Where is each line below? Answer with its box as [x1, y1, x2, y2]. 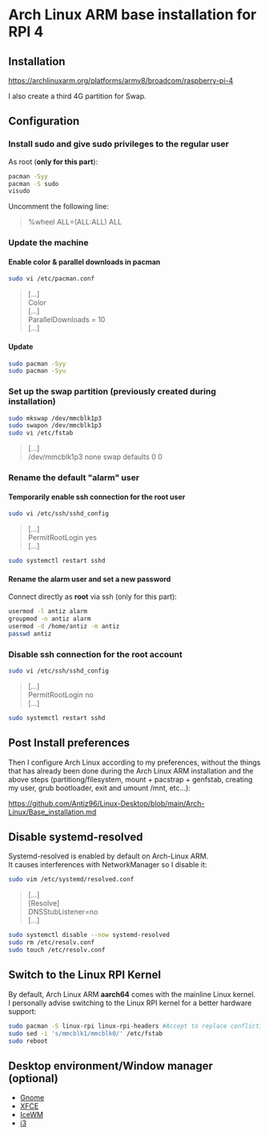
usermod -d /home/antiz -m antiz [8, 623, 120, 631]
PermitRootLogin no [27, 689, 94, 699]
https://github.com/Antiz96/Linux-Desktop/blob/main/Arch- [8, 798, 205, 808]
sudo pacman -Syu [8, 367, 66, 375]
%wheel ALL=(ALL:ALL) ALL [27, 217, 122, 227]
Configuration [8, 115, 80, 128]
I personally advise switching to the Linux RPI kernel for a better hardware [8, 998, 252, 1008]
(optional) [8, 1072, 58, 1085]
